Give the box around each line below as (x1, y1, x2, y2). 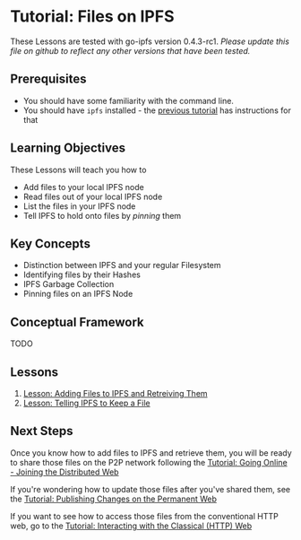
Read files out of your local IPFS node (22, 191, 163, 202)
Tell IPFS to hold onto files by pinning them (22, 210, 182, 221)
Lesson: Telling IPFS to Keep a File (22, 397, 150, 408)
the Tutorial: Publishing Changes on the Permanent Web (10, 493, 218, 504)
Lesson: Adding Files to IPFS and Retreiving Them (22, 388, 209, 398)
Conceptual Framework (10, 314, 144, 329)
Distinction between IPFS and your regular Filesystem (22, 260, 222, 271)
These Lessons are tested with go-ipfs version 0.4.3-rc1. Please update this (10, 36, 290, 47)
